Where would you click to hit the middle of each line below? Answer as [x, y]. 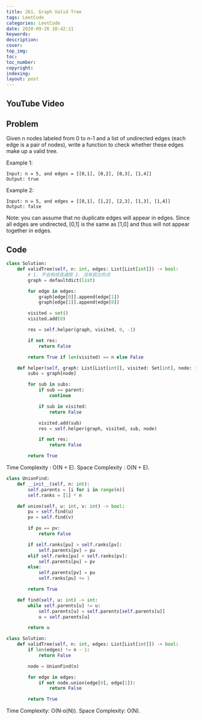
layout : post [23, 79]
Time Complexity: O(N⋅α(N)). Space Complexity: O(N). [73, 711]
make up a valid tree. [32, 151]
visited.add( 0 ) [47, 319]
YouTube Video [35, 103]
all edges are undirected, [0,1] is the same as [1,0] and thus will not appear [98, 224]
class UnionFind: [28, 479]
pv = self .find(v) [51, 518]
